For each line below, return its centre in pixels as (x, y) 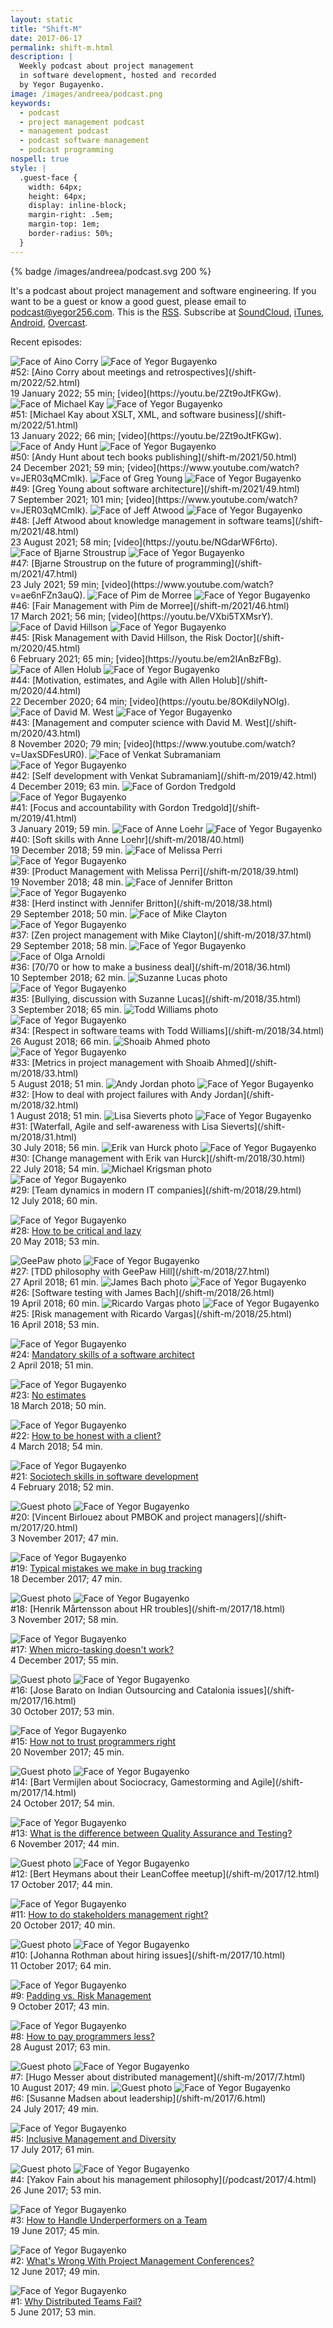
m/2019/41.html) (44, 818)
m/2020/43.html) (46, 733)
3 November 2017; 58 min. (64, 1619)
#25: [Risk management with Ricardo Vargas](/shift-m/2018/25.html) (151, 1313)
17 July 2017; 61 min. (52, 2149)
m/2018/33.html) (44, 1073)
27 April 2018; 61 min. (54, 1282)
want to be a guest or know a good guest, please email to (128, 301)
